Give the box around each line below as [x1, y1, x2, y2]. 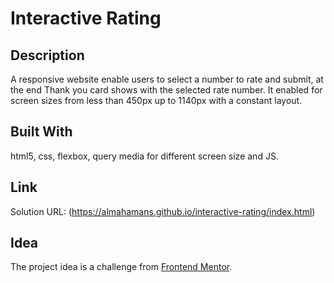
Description [10, 47, 85, 64]
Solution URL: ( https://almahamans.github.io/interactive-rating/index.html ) [10, 205, 316, 217]
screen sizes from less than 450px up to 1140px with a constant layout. [10, 95, 303, 106]
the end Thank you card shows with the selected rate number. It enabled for [10, 84, 323, 96]
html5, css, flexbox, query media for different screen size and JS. [10, 150, 279, 162]
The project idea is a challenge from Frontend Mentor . [10, 261, 233, 273]
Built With [10, 123, 73, 141]
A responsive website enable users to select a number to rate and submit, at [10, 73, 324, 85]
